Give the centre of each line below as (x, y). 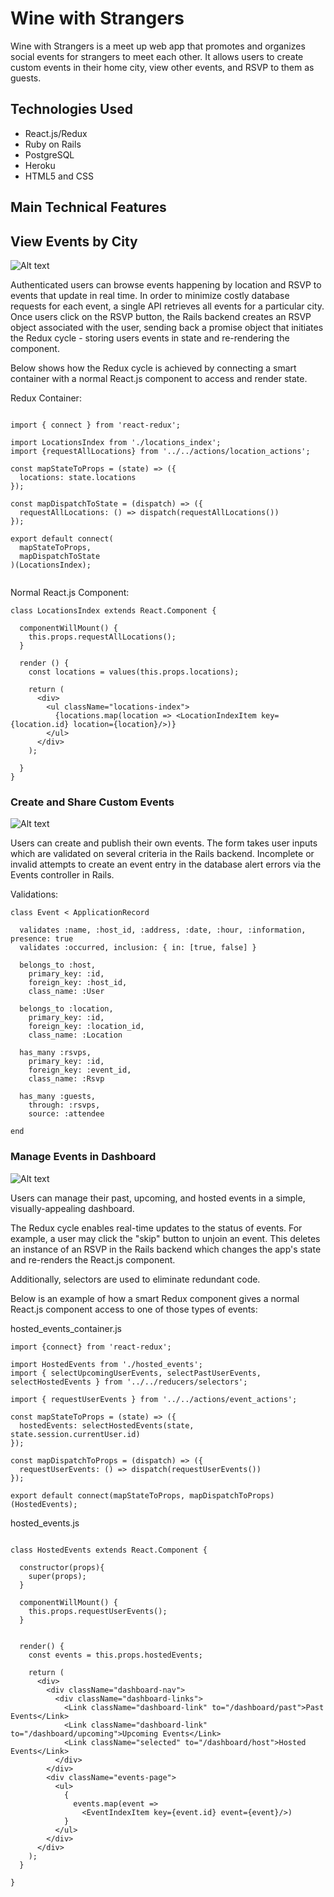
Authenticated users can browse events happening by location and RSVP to (166, 284)
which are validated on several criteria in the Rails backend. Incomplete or (162, 854)
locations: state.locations (78, 477)
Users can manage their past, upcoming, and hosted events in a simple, (158, 1198)
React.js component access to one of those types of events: (134, 1309)
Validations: (34, 894)
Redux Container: (46, 398)
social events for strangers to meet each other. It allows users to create (157, 56)
